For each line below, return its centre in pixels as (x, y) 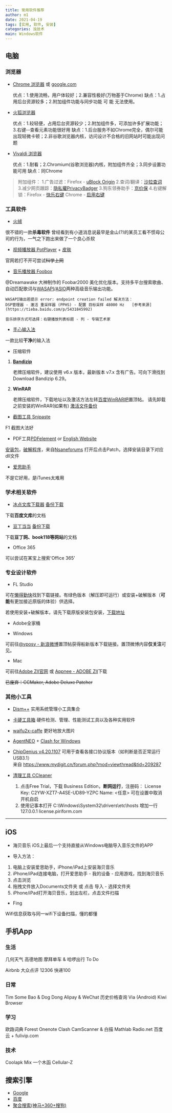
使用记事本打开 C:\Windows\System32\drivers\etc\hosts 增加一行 (89, 805)
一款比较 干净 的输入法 (28, 340)
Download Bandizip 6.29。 (41, 379)
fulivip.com (27, 1035)
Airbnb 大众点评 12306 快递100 (38, 970)
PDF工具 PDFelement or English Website (55, 438)
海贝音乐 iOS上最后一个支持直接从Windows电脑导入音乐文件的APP (83, 845)
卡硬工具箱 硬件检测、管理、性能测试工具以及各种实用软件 (74, 720)
